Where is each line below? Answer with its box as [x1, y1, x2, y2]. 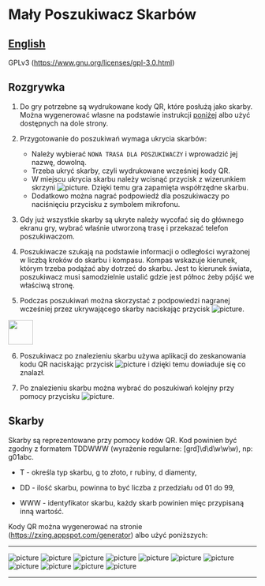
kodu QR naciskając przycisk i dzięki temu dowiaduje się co [19, 359, 246, 369]
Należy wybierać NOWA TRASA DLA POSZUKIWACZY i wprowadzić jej [31, 148, 238, 159]
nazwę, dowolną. [31, 157, 87, 167]
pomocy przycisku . [19, 391, 114, 400]
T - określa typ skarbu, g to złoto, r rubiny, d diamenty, [19, 468, 197, 477]
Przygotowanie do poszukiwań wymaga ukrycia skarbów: [19, 133, 207, 143]
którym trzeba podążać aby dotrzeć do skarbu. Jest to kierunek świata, [19, 263, 252, 273]
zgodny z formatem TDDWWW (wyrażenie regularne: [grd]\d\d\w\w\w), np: [8, 444, 253, 453]
